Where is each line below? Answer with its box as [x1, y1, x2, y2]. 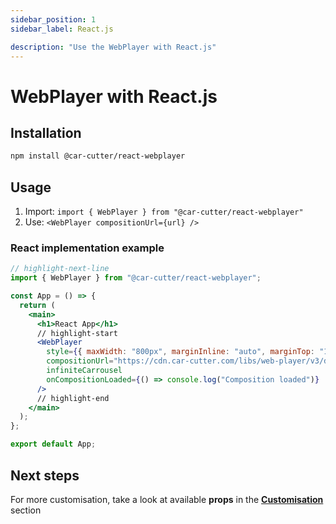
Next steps [10, 467, 80, 484]
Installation [10, 124, 82, 141]
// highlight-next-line [10, 264, 110, 274]
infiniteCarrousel [46, 366, 123, 376]
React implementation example [10, 241, 165, 255]
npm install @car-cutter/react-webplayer [10, 151, 186, 161]
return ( [19, 300, 56, 310]
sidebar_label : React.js [10, 24, 114, 34]
